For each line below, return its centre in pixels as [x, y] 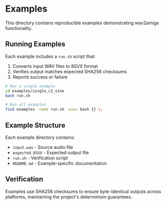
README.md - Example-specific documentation [60, 163]
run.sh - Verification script [40, 158]
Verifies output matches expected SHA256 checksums [70, 71]
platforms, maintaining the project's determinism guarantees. [69, 197]
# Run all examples [26, 105]
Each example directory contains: [40, 137]
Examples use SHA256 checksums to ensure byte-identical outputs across [83, 191]
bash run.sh [18, 96]
